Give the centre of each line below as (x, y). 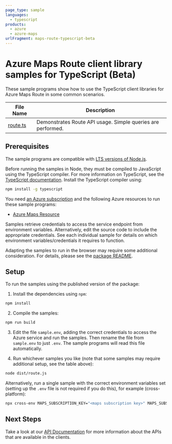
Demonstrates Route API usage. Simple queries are (98, 122)
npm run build (20, 323)
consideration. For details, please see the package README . (69, 256)
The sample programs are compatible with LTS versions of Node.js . (76, 159)
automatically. (27, 349)
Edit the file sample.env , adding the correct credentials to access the (85, 332)
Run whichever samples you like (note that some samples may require (87, 359)
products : (16, 24)
